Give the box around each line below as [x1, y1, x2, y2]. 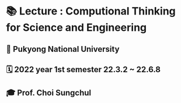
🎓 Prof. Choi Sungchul [6, 88, 92, 98]
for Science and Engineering [6, 21, 147, 34]
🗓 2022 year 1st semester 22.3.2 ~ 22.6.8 [6, 65, 161, 74]
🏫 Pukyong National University [6, 44, 120, 54]
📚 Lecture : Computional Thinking [6, 5, 176, 18]
